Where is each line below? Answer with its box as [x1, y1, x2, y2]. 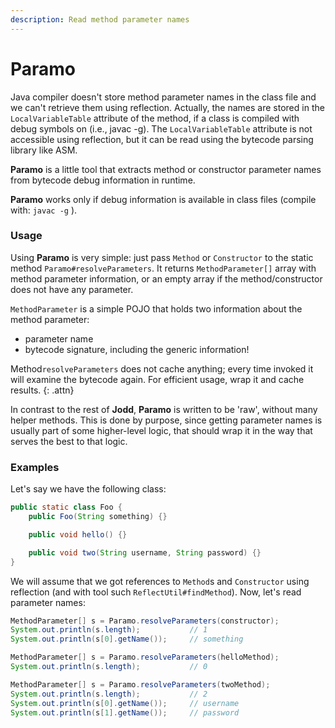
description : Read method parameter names [10, 14, 190, 25]
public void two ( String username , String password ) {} [28, 547, 262, 558]
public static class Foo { [10, 502, 123, 513]
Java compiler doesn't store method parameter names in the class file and [10, 91, 317, 103]
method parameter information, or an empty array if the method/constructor [10, 272, 323, 285]
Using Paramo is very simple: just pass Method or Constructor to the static [10, 251, 314, 263]
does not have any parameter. [10, 283, 134, 295]
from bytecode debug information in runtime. [10, 174, 196, 186]
